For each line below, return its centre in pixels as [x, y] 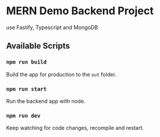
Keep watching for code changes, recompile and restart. [75, 128]
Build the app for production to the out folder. [61, 74]
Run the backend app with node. [46, 101]
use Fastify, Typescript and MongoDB [52, 27]
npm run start [26, 89]
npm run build [26, 62]
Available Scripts [38, 46]
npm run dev [23, 116]
